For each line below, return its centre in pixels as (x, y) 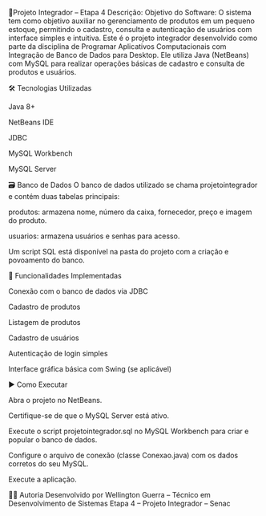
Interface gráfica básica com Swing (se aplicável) (90, 369)
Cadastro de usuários (44, 338)
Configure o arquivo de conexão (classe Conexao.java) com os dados (123, 455)
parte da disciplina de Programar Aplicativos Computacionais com (117, 47)
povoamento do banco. (47, 260)
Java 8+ (22, 107)
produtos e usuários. (42, 72)
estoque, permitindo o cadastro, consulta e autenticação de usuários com (130, 29)
